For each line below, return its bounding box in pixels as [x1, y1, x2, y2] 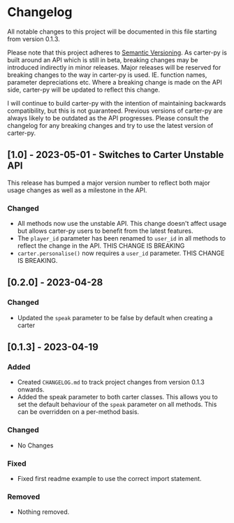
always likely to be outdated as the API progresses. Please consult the [7, 113, 210, 122]
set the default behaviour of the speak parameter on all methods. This [17, 400, 217, 409]
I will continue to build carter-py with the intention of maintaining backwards [7, 99, 226, 107]
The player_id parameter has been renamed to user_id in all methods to [17, 234, 226, 243]
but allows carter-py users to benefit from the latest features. [17, 227, 193, 235]
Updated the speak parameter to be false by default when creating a [17, 313, 213, 322]
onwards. [17, 385, 45, 394]
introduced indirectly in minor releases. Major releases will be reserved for [7, 63, 221, 71]
